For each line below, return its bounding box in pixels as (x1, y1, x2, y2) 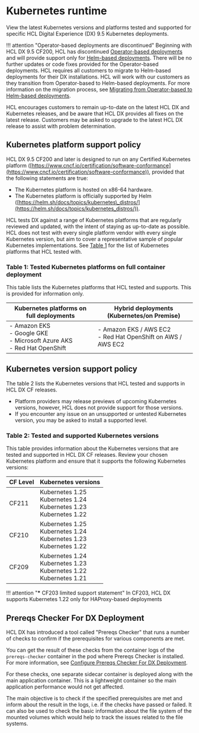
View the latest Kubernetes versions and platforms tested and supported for (6, 24, 191, 31)
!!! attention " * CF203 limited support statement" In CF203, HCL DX (6, 589, 171, 596)
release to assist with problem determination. (6, 122, 117, 129)
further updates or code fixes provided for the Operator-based (6, 61, 159, 68)
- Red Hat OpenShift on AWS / (97, 333, 182, 341)
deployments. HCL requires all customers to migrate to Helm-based (6, 67, 171, 74)
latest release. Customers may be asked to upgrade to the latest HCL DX (6, 116, 183, 123)
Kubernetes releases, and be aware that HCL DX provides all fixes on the (6, 110, 184, 117)
